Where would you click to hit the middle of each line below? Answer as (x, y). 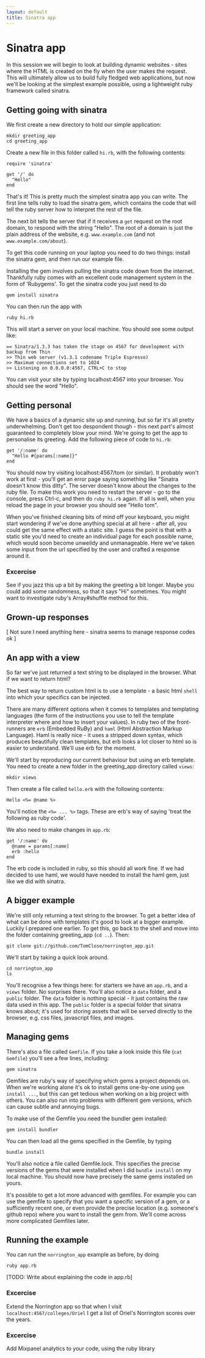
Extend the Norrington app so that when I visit (64, 1306)
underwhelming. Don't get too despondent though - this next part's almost (100, 427)
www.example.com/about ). (37, 241)
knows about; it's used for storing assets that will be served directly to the (99, 1011)
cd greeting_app (27, 141)
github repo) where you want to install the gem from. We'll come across (96, 1214)
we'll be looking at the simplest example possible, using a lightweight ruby (100, 84)
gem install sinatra (33, 295)
